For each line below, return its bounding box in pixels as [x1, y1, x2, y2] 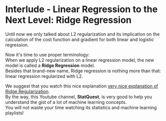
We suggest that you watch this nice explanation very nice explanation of [5, 83, 158, 89]
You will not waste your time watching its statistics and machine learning [5, 104, 157, 110]
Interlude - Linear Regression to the [5, 4, 158, 15]
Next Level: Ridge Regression [5, 14, 132, 26]
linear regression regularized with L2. [5, 73, 83, 79]
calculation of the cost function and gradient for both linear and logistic [5, 36, 154, 43]
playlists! [5, 110, 24, 116]
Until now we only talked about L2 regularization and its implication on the [5, 31, 160, 37]
